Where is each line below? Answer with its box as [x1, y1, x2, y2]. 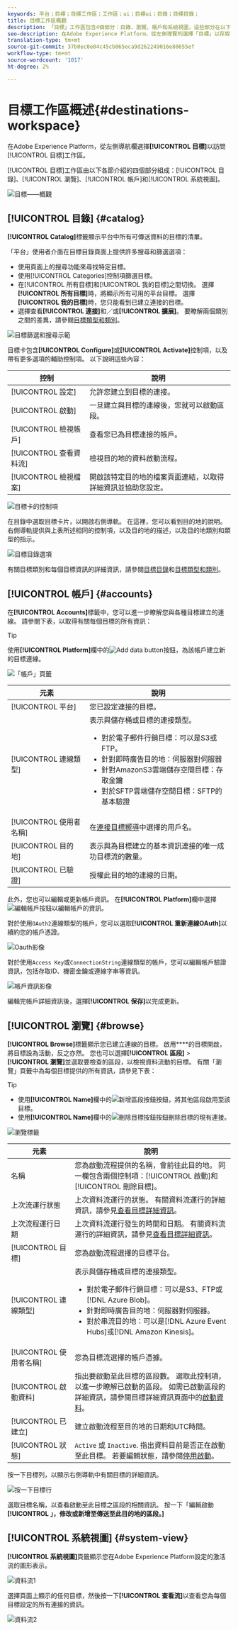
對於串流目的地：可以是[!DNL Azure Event [86, 1316, 227, 1326]
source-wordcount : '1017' [7, 57, 84, 64]
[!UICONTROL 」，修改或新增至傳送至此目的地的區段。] [7, 1510, 164, 1517]
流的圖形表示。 [7, 1561, 51, 1570]
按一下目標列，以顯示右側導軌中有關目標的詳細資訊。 [7, 1471, 163, 1478]
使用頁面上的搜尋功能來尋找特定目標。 [17, 263, 130, 271]
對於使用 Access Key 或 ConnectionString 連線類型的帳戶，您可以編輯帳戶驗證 [7, 958, 227, 967]
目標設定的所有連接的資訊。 [7, 1600, 89, 1609]
